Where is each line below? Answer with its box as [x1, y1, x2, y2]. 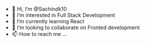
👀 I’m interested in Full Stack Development [11, 12, 116, 19]
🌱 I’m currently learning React [11, 18, 85, 24]
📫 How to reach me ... [11, 31, 67, 37]
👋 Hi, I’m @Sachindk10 [11, 6, 67, 12]
